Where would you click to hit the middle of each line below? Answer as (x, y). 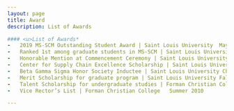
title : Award (26, 20)
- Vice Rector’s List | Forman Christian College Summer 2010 (106, 91)
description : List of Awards (49, 26)
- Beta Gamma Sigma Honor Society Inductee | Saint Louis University (113, 71)
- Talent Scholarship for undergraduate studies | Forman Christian (112, 84)
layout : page (26, 14)
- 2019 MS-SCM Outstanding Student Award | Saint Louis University (110, 46)
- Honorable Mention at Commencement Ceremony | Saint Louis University (118, 59)
